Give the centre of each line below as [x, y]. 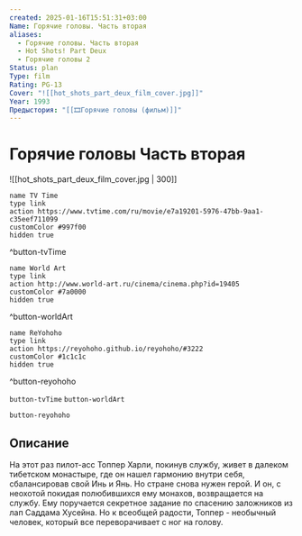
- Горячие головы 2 [54, 59]
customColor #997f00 [48, 227]
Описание [39, 443]
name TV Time [34, 196]
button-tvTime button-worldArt [67, 400]
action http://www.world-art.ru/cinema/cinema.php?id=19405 [125, 285]
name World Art [38, 268]
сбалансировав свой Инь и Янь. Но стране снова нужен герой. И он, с [145, 484]
